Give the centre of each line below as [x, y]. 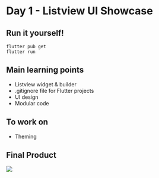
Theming [26, 136]
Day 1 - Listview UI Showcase [79, 11]
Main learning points [45, 70]
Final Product [31, 155]
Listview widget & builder [46, 84]
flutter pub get [26, 46]
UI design [26, 97]
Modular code [32, 103]
